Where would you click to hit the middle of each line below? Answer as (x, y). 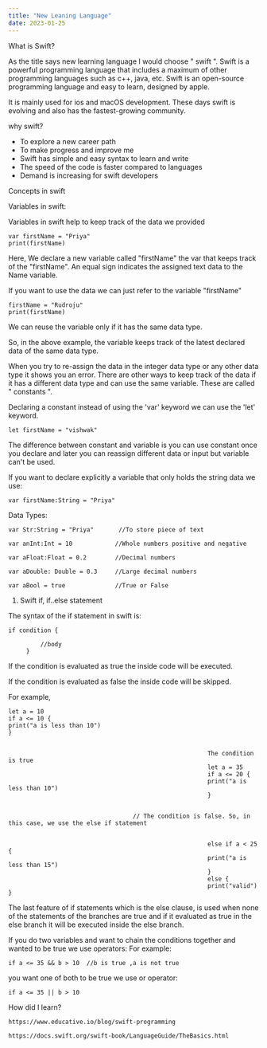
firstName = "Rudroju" (46, 305)
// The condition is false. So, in (191, 816)
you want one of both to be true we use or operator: (93, 978)
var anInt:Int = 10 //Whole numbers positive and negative (128, 544)
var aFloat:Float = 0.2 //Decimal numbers (92, 557)
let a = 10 (26, 711)
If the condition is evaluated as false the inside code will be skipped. (120, 681)
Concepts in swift (37, 190)
